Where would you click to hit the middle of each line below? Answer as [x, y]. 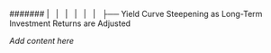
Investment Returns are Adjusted [70, 23]
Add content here [42, 41]
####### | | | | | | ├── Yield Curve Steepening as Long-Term [136, 14]
